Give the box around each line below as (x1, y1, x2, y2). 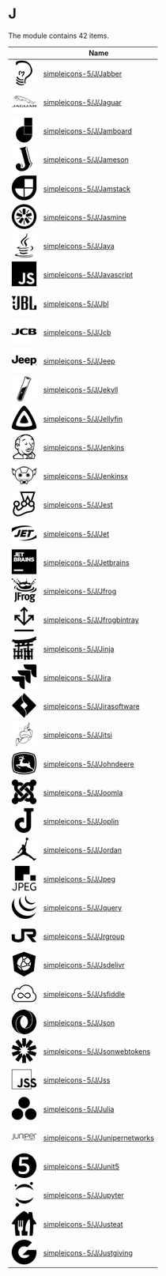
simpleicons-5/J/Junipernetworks (43, 1133, 154, 1142)
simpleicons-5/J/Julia (43, 1104, 115, 1114)
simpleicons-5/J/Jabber (43, 69, 123, 78)
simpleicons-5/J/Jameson (43, 155, 129, 164)
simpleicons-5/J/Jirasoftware (43, 702, 140, 711)
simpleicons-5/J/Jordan (43, 845, 123, 855)
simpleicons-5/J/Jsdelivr (43, 961, 125, 970)
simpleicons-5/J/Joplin (43, 817, 119, 826)
